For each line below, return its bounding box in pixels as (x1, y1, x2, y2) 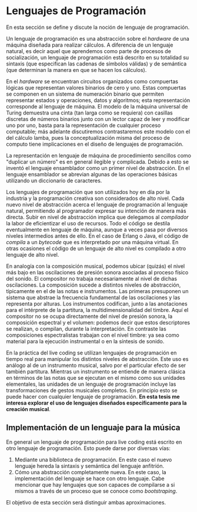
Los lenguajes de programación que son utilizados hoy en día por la (6, 188, 171, 195)
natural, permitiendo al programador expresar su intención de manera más (6, 207, 186, 214)
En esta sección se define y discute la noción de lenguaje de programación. (6, 24, 190, 31)
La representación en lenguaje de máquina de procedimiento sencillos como (6, 152, 191, 159)
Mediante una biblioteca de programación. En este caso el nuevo (14, 456, 172, 463)
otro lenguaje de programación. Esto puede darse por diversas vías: (6, 444, 171, 452)
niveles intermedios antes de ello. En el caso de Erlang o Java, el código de (6, 232, 189, 239)
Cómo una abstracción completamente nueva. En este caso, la (14, 468, 166, 475)
